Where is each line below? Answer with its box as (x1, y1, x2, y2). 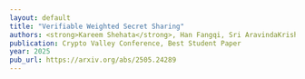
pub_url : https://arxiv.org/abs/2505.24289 (9, 55, 177, 64)
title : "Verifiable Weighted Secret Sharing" (9, 22, 184, 31)
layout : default (9, 13, 71, 23)
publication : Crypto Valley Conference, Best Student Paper (9, 38, 242, 48)
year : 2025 (9, 47, 51, 56)
